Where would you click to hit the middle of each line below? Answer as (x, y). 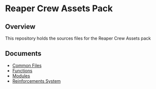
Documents (23, 54)
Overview (20, 27)
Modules (21, 76)
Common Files (27, 65)
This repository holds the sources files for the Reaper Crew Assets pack (78, 38)
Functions (22, 70)
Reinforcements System (36, 81)
